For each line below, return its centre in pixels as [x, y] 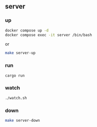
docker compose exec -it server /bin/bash [48, 35]
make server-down [23, 120]
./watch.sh [16, 98]
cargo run [15, 76]
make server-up [20, 53]
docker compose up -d [27, 30]
